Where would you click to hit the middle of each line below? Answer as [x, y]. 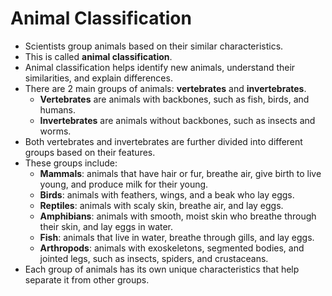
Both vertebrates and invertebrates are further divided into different [163, 141]
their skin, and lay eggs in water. [106, 226]
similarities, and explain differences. [98, 78]
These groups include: [71, 163]
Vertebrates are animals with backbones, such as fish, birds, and [174, 99]
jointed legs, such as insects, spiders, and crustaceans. [154, 258]
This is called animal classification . [98, 56]
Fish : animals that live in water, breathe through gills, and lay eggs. [177, 237]
